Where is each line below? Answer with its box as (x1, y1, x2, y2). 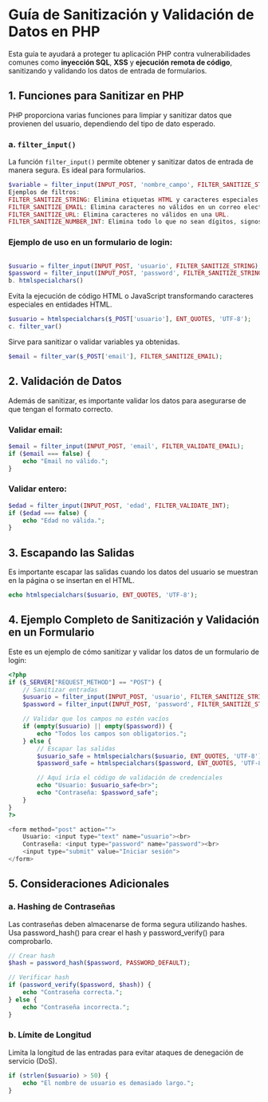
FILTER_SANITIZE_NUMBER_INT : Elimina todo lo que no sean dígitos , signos (8, 218, 262, 226)
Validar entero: (8, 483, 68, 494)
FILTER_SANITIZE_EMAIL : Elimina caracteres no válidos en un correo (8, 203, 241, 211)
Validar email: (8, 424, 63, 435)
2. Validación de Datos (8, 375, 122, 388)
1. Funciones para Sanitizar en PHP (8, 89, 184, 103)
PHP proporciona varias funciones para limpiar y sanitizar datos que (8, 110, 232, 120)
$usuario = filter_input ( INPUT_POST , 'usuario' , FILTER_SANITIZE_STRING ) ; (8, 262, 262, 270)
